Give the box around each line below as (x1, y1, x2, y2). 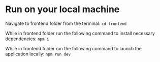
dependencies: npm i (5, 36, 49, 42)
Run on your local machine (5, 4, 120, 15)
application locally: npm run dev (5, 51, 71, 57)
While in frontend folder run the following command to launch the (5, 45, 142, 51)
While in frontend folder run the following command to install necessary (5, 30, 155, 36)
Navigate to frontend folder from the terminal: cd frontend (5, 20, 127, 26)
